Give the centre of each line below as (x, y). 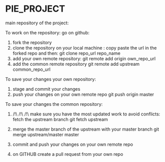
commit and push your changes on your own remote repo (73, 144)
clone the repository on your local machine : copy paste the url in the (85, 48)
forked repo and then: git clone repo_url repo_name (67, 53)
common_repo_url (31, 69)
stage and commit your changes (46, 89)
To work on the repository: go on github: (47, 32)
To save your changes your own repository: (51, 79)
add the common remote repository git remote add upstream (76, 64)
